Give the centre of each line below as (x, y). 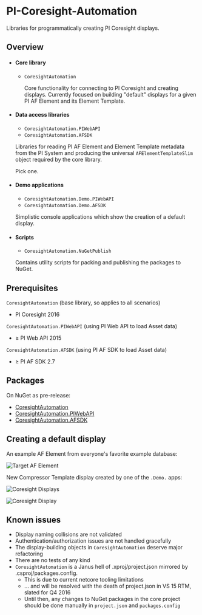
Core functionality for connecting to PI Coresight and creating (101, 88)
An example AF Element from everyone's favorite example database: (92, 453)
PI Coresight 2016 (37, 314)
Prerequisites (32, 288)
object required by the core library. (58, 159)
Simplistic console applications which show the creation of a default (100, 216)
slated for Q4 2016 (47, 593)
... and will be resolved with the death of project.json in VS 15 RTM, (108, 586)
